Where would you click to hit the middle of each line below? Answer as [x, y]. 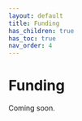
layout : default [36, 16]
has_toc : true [32, 38]
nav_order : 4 [30, 46]
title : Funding [34, 23]
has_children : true [41, 31]
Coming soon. [32, 108]
